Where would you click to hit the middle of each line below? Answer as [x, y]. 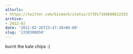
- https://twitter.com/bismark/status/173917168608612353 [66, 14]
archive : [14, 19]
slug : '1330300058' [25, 32]
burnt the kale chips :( [28, 46]
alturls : [14, 10]
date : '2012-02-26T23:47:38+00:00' [42, 28]
